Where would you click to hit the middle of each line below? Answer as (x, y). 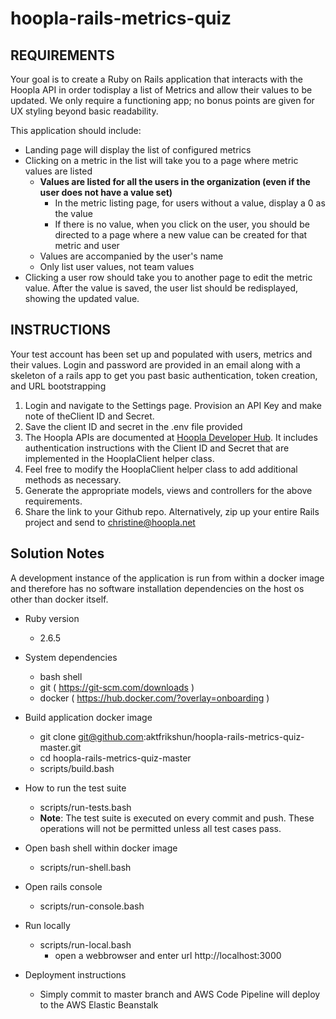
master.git (60, 747)
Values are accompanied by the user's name (131, 256)
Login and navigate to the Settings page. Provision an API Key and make (173, 405)
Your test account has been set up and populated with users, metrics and (161, 354)
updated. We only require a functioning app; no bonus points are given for (162, 100)
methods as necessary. (73, 479)
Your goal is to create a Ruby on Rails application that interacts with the (156, 79)
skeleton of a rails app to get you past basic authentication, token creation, (164, 375)
